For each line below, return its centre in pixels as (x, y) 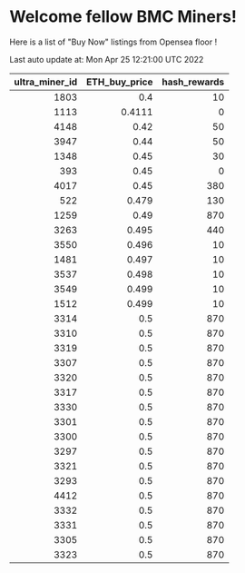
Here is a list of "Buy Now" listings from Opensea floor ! (113, 42)
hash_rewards (193, 82)
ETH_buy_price (119, 82)
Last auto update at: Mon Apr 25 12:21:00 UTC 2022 (107, 59)
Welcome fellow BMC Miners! (123, 17)
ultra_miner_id (46, 82)
